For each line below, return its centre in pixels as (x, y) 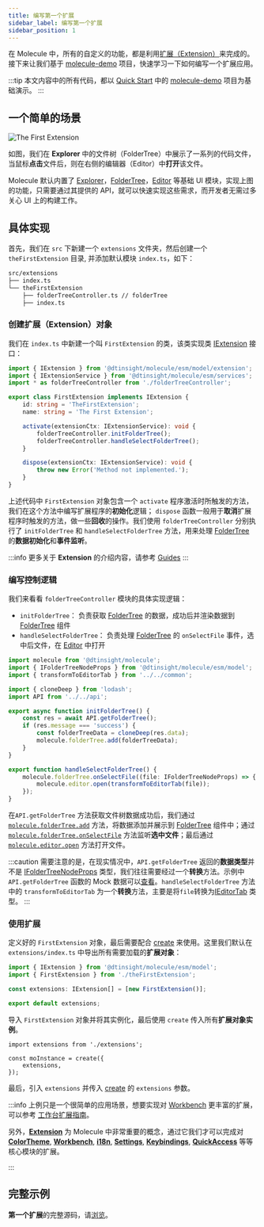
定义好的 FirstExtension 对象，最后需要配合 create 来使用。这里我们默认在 (130, 942)
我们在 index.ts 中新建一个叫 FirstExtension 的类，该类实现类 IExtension (128, 343)
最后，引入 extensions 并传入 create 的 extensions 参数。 (102, 1087)
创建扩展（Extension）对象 (60, 324)
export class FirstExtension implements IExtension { (99, 397)
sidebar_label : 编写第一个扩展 (55, 23)
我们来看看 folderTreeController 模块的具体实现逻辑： (98, 598)
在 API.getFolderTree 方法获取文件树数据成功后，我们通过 (102, 815)
